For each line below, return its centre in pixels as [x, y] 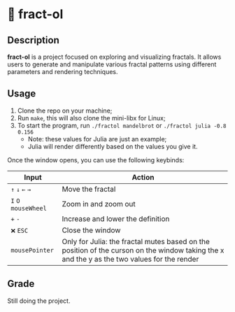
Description [33, 40]
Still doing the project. [39, 301]
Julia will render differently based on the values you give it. [113, 146]
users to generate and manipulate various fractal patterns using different [112, 64]
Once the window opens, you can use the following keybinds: [96, 159]
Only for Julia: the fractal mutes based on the [136, 241]
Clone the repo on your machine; [65, 111]
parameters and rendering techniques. [63, 72]
